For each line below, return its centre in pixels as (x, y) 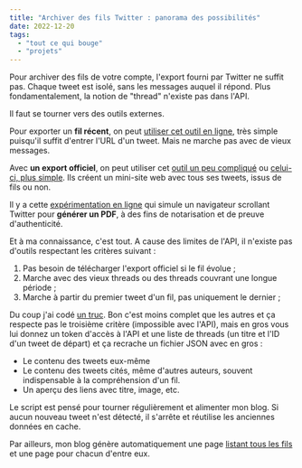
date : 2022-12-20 (42, 26)
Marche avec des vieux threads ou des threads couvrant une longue (150, 278)
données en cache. (45, 426)
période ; (39, 288)
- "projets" (40, 51)
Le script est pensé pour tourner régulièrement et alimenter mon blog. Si (144, 407)
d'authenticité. (36, 224)
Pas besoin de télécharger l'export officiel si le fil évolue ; (129, 268)
